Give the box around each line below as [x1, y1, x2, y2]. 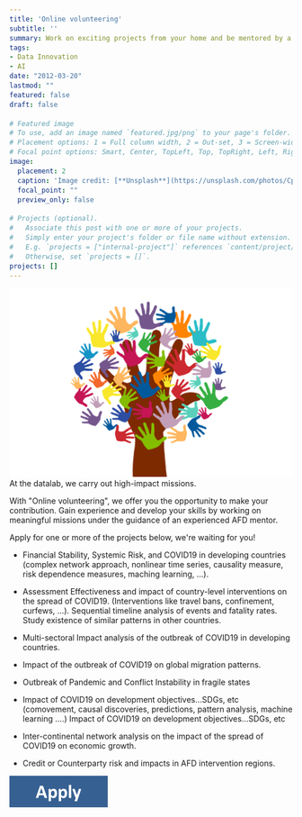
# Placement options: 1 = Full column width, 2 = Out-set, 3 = [9, 138, 252, 148]
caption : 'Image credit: [17, 176, 111, 185]
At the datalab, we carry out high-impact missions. [9, 478, 197, 489]
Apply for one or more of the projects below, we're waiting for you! [9, 532, 256, 543]
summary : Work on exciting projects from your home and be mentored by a [9, 33, 292, 42]
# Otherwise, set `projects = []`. [9, 252, 151, 261]
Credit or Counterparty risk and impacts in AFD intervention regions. [22, 758, 276, 769]
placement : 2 [17, 167, 67, 176]
